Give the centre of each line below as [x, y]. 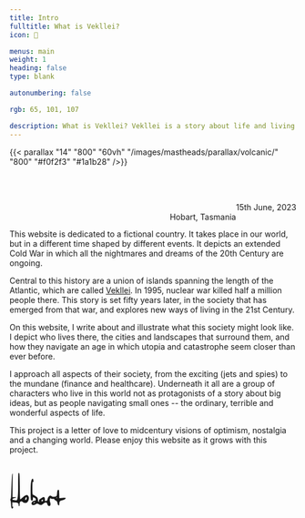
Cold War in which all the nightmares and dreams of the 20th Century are [147, 253]
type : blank [32, 77]
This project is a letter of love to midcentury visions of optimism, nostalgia [148, 430]
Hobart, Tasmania [203, 217]
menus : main [32, 51]
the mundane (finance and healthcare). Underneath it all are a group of [142, 383]
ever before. [32, 356]
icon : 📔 [24, 35]
